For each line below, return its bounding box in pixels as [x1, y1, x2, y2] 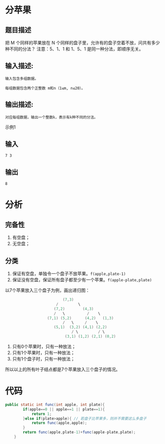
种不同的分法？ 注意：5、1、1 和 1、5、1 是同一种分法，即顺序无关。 [5, 46, 144, 52]
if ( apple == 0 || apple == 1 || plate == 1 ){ [23, 406, 105, 412]
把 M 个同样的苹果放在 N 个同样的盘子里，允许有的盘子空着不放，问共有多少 [5, 40, 160, 45]
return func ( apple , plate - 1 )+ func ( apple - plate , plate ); [23, 430, 136, 435]
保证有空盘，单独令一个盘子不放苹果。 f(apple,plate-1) [12, 270, 126, 277]
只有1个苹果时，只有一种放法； [12, 350, 75, 355]
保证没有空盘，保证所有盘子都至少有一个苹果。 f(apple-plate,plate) [12, 277, 152, 283]
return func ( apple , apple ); [31, 421, 87, 426]
